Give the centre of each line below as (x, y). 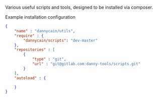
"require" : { (29, 36)
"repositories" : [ (35, 50)
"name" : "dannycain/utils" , (45, 31)
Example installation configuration (40, 17)
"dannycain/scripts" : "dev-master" (61, 40)
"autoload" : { (30, 78)
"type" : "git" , (49, 59)
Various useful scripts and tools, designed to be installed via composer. (79, 7)
